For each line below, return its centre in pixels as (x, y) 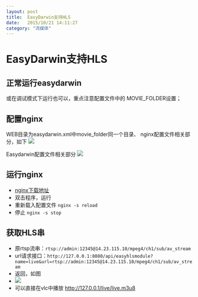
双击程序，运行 (33, 197)
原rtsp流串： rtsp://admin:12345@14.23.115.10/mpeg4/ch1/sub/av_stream (103, 248)
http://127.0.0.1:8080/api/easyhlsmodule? (100, 256)
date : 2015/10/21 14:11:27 (42, 23)
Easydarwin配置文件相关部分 (41, 154)
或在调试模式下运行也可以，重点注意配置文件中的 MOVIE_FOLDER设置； (94, 98)
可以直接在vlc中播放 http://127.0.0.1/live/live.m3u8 (75, 288)
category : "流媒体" (29, 28)
